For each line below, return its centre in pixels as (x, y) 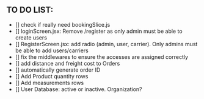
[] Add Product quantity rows (52, 76)
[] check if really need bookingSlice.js (63, 24)
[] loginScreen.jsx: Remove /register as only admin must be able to (99, 31)
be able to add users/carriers (52, 50)
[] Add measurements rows (49, 83)
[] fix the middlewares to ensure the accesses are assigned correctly (101, 56)
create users (31, 37)
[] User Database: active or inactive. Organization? (78, 89)
